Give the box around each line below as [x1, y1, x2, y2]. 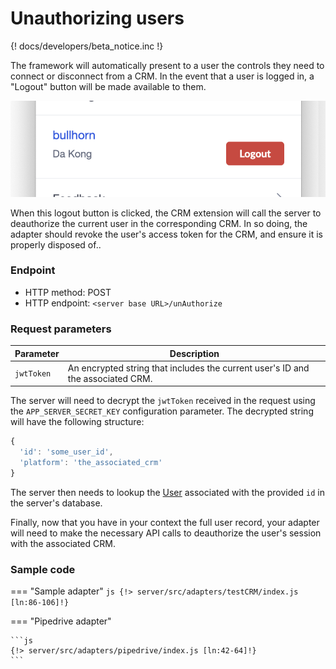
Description [169, 347, 220, 359]
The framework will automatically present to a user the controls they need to [10, 59, 325, 71]
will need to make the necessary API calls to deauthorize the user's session [10, 527, 322, 539]
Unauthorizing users [10, 7, 185, 30]
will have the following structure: [10, 416, 145, 428]
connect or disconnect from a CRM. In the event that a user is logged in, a [10, 70, 315, 82]
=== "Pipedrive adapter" [10, 615, 112, 627]
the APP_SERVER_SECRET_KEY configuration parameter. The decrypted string [10, 405, 314, 417]
